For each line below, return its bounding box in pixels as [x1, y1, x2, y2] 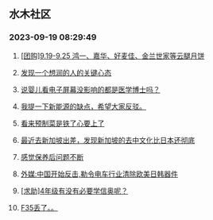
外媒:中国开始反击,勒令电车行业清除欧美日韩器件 [20, 169, 178, 179]
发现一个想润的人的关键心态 [20, 68, 112, 77]
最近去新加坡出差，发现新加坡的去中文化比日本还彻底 [20, 135, 196, 145]
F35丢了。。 [20, 203, 59, 212]
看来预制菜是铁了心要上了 [20, 118, 105, 128]
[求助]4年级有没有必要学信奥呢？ [20, 186, 129, 195]
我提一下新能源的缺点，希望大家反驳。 [20, 102, 146, 111]
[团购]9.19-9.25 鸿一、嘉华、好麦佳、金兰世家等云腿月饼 [20, 51, 205, 60]
